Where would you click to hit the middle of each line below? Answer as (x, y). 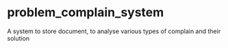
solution (18, 38)
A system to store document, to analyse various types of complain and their (114, 31)
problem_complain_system (86, 13)
